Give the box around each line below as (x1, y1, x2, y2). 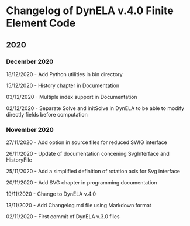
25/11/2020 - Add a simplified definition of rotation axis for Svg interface (6, 168, 180, 175)
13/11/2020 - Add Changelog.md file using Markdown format (6, 202, 152, 209)
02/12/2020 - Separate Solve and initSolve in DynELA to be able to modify (6, 104, 185, 112)
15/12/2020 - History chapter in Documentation (6, 82, 120, 89)
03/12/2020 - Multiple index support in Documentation (6, 93, 137, 100)
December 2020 (6, 57, 54, 66)
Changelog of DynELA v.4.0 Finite (6, 4, 174, 18)
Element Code (6, 16, 76, 30)
